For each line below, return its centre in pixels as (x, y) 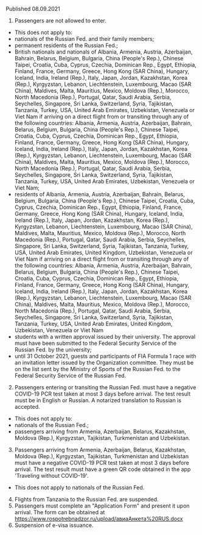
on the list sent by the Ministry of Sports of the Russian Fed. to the (97, 369)
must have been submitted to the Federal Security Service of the (96, 343)
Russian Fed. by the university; (53, 349)
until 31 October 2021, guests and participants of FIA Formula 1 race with (105, 356)
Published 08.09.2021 (33, 9)
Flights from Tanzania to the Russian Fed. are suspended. (86, 499)
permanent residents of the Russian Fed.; (66, 45)
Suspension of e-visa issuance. (54, 525)
